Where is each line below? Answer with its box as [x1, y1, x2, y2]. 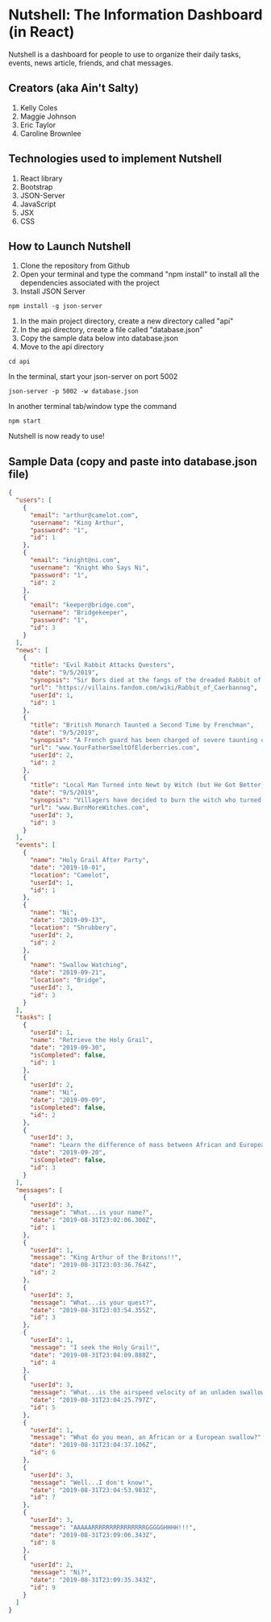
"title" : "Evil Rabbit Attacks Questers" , [29, 661, 175, 669]
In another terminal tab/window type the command [8, 402, 177, 411]
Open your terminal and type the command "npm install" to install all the [19, 269, 260, 279]
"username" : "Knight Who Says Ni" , [29, 563, 150, 572]
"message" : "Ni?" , [29, 1569, 92, 1577]
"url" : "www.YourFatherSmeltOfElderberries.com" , [29, 744, 200, 752]
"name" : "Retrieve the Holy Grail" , [29, 1036, 153, 1045]
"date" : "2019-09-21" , [29, 969, 106, 977]
